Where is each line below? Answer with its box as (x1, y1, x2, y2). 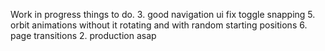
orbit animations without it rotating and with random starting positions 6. (10, 19, 308, 31)
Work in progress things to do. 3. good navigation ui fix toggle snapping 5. (10, 9, 316, 20)
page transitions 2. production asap (10, 30, 157, 41)
